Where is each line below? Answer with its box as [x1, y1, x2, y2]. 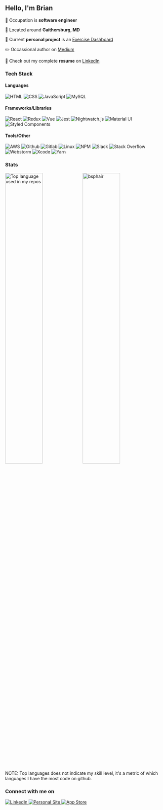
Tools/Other [5, 133, 31, 139]
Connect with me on [5, 788, 54, 795]
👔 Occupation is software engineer [5, 17, 78, 23]
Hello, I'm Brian [5, 4, 53, 12]
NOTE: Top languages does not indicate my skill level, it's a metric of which [5, 770, 158, 776]
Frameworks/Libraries [5, 105, 52, 111]
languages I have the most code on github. [5, 775, 92, 781]
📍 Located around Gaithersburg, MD [5, 27, 80, 33]
